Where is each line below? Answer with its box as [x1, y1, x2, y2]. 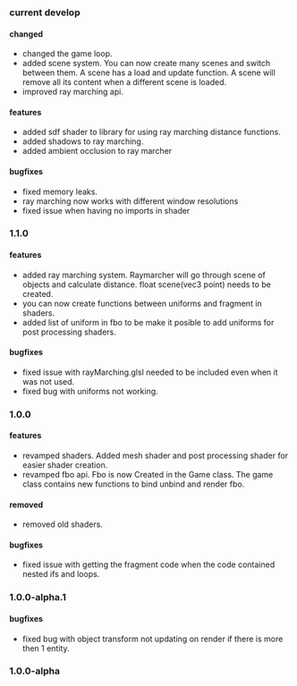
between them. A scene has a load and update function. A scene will [21, 67, 276, 78]
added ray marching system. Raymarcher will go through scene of [21, 269, 266, 280]
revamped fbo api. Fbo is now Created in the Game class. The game [21, 469, 274, 479]
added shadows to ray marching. [21, 136, 144, 147]
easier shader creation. [21, 459, 108, 470]
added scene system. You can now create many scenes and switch [21, 58, 271, 69]
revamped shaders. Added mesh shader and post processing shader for [21, 450, 289, 461]
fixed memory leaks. [21, 186, 98, 197]
